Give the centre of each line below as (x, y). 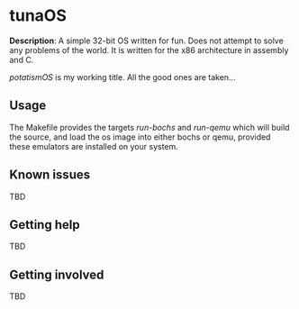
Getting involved (57, 274)
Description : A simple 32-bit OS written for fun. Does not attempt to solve (146, 41)
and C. (22, 59)
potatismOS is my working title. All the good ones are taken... (122, 77)
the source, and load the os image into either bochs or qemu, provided (140, 137)
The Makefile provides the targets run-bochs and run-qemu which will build (149, 127)
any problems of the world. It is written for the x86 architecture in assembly (149, 50)
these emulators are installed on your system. (94, 146)
